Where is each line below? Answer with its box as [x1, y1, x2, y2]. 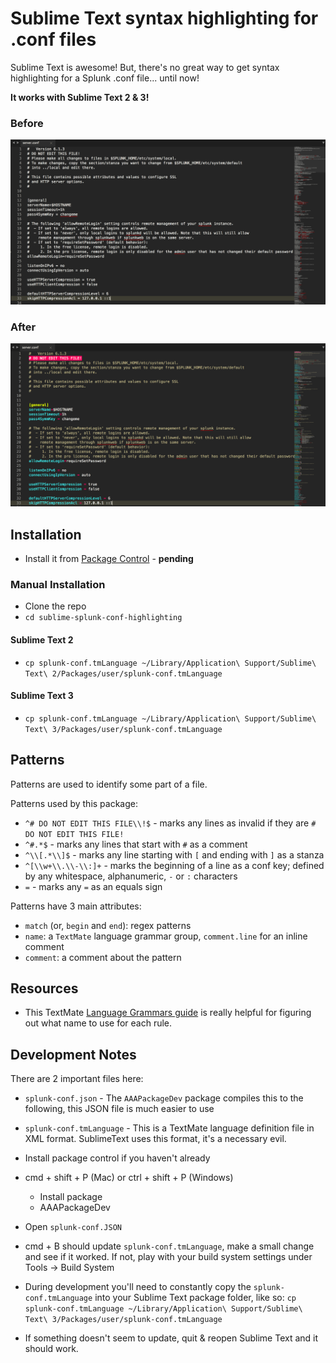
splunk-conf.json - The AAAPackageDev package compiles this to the [24, 1092, 304, 1104]
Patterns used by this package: [10, 797, 138, 809]
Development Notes [10, 1046, 137, 1063]
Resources [10, 980, 79, 997]
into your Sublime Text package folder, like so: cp [94, 1292, 297, 1304]
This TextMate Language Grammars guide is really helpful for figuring [24, 1007, 312, 1019]
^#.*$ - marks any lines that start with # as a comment [24, 838, 248, 850]
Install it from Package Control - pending [24, 553, 194, 565]
